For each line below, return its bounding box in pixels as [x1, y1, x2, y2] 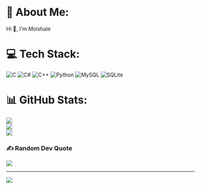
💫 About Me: [6, 5, 69, 19]
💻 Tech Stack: [6, 47, 80, 61]
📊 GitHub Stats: [6, 93, 88, 107]
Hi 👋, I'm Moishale [6, 25, 51, 32]
